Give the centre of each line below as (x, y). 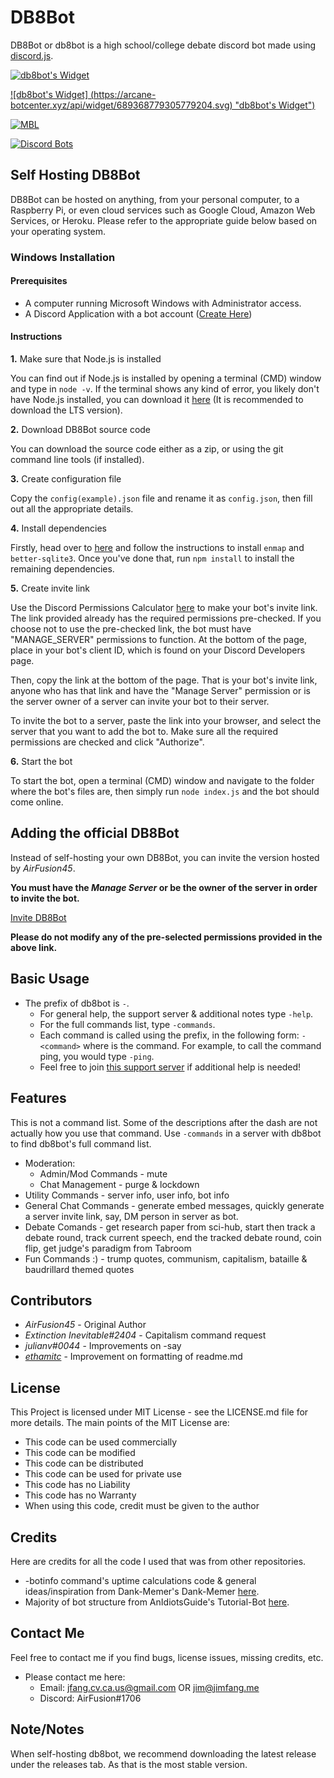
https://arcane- (125, 94)
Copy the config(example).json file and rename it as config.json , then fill (161, 498)
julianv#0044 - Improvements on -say (103, 1346)
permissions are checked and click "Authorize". (107, 742)
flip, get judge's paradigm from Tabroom (108, 1248)
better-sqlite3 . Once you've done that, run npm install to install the (152, 558)
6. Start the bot (41, 762)
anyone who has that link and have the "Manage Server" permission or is (160, 691)
